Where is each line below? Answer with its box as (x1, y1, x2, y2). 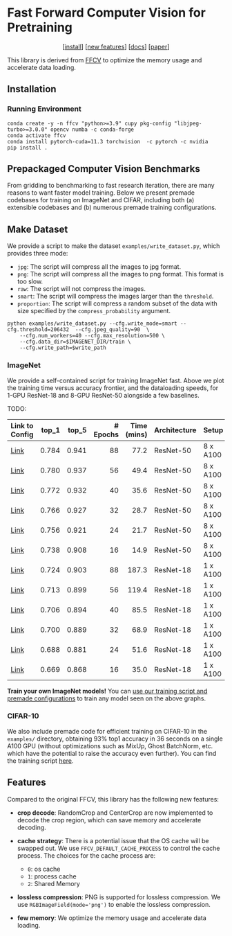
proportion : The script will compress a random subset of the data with (17, 299, 217, 308)
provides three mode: (7, 249, 68, 258)
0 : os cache (27, 865, 61, 873)
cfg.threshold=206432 (7, 326, 70, 333)
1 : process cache (27, 872, 77, 881)
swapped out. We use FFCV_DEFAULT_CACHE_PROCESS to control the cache (17, 844, 220, 852)
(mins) (125, 430, 148, 439)
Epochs (93, 430, 119, 439)
